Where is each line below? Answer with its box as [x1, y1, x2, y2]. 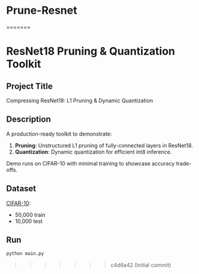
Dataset [6, 183, 37, 194]
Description [6, 115, 51, 125]
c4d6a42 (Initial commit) [110, 261, 171, 269]
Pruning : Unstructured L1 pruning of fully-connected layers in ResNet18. [14, 141, 194, 149]
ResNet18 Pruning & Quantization [6, 44, 176, 58]
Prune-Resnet [6, 4, 77, 17]
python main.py [6, 251, 44, 257]
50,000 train [14, 211, 46, 218]
